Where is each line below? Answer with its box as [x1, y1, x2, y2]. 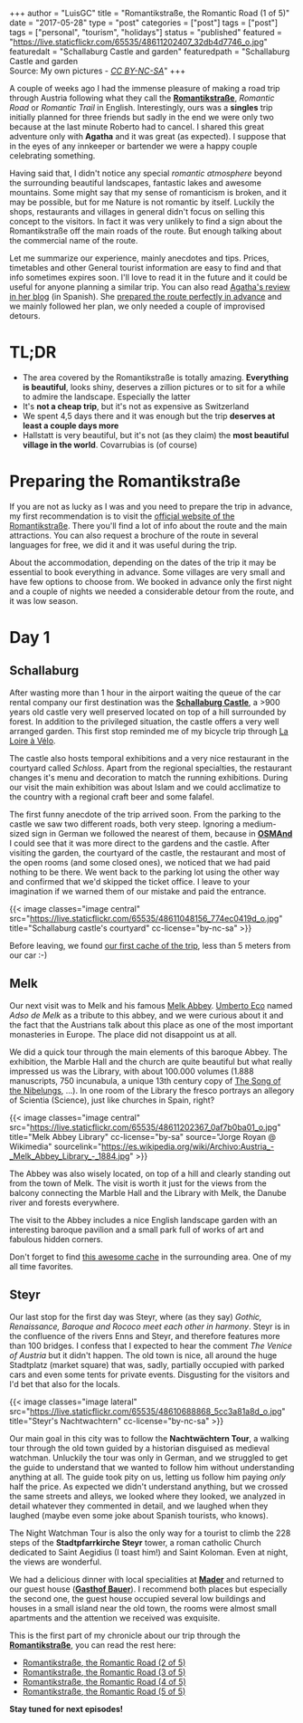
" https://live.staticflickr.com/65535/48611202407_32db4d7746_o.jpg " [9, 36, 269, 47]
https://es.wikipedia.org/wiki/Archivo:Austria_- [100, 1141, 274, 1152]
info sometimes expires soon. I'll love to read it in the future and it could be [9, 272, 288, 282]
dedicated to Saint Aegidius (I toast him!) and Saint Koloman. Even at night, [9, 1546, 289, 1557]
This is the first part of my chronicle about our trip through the [9, 1630, 241, 1641]
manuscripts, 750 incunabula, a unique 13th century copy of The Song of [9, 1075, 281, 1086]
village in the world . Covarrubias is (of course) [22, 439, 198, 450]
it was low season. [9, 595, 79, 606]
